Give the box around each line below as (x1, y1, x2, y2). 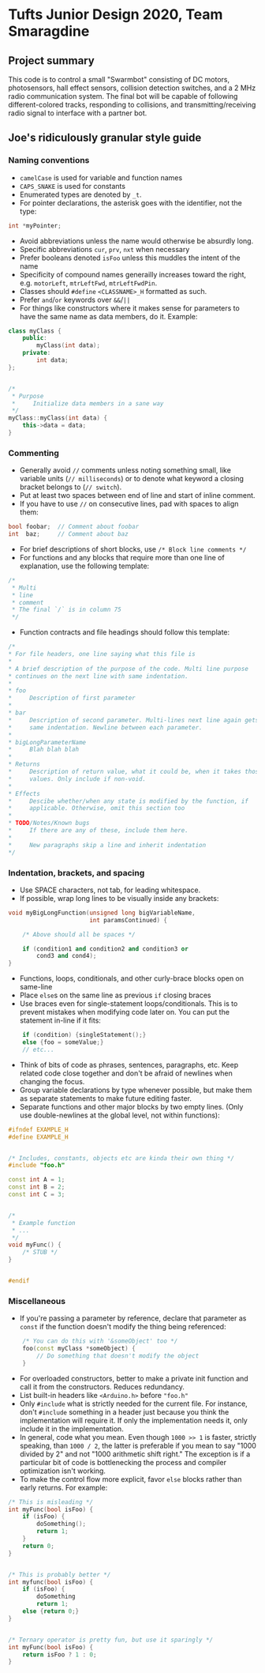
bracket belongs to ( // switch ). (19, 482, 122, 492)
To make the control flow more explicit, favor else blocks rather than (19, 1474, 242, 1483)
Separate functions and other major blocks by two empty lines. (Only (19, 1102, 244, 1111)
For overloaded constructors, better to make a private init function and (19, 1373, 248, 1383)
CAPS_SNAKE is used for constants (19, 181, 126, 190)
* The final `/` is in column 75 (11, 606, 122, 614)
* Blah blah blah (8, 745, 80, 754)
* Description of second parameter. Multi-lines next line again (8, 716, 242, 724)
